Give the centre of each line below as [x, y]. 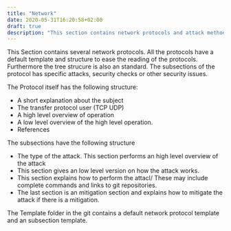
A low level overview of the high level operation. [85, 122]
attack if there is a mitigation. [58, 200]
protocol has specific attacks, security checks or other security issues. [108, 74]
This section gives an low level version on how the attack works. [108, 171]
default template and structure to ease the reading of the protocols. [102, 60]
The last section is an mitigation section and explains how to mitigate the [120, 193]
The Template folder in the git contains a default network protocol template [113, 213]
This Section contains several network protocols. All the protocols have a [111, 52]
